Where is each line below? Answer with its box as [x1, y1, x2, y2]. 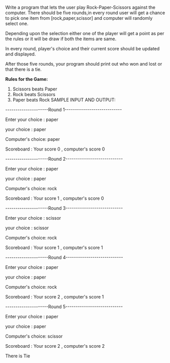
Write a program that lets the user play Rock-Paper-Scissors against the [5, 5, 156, 10]
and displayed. [5, 51, 36, 57]
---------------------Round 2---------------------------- [5, 156, 123, 162]
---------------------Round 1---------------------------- [5, 107, 122, 112]
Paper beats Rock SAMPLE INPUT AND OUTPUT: [12, 97, 116, 103]
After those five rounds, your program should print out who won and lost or [5, 61, 162, 67]
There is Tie [5, 353, 30, 359]
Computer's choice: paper [5, 136, 60, 142]
